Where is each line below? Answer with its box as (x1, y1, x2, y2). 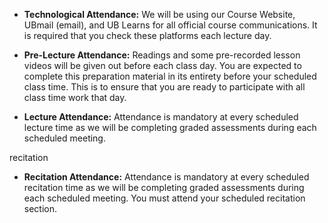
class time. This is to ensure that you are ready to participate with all (23, 81, 306, 93)
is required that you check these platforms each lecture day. (23, 30, 272, 41)
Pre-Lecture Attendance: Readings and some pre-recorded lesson (23, 49, 301, 61)
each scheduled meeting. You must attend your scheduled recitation (23, 192, 306, 204)
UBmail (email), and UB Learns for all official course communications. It (23, 19, 318, 31)
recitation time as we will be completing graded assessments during (23, 182, 305, 193)
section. (23, 203, 58, 214)
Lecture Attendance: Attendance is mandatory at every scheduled (23, 111, 299, 123)
